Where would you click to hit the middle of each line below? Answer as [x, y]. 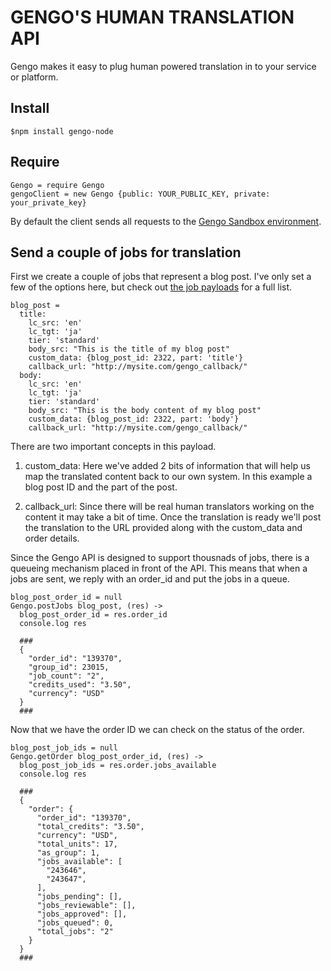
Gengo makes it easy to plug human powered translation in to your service [163, 66]
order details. [52, 538]
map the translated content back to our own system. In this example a [168, 477]
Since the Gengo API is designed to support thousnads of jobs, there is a [160, 558]
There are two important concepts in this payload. [113, 447]
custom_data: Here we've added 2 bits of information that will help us [167, 466]
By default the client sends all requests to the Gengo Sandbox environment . [166, 221]
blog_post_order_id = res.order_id [93, 615]
